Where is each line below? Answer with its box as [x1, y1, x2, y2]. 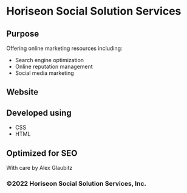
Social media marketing [15, 69, 74, 77]
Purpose [6, 29, 39, 39]
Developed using [6, 108, 72, 118]
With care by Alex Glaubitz [6, 164, 73, 172]
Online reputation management [15, 63, 93, 70]
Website [6, 87, 38, 97]
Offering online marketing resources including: [6, 44, 123, 52]
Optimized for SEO [6, 148, 78, 158]
